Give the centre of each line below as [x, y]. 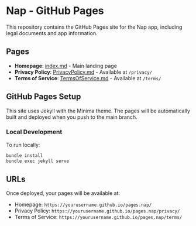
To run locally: [23, 145]
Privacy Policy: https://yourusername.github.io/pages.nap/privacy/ [97, 211]
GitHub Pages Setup [44, 97]
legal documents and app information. [52, 33]
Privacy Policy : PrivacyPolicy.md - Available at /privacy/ [83, 72]
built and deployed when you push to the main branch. [72, 117]
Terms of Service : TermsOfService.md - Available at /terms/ [88, 78]
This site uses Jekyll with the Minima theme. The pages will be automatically [98, 111]
